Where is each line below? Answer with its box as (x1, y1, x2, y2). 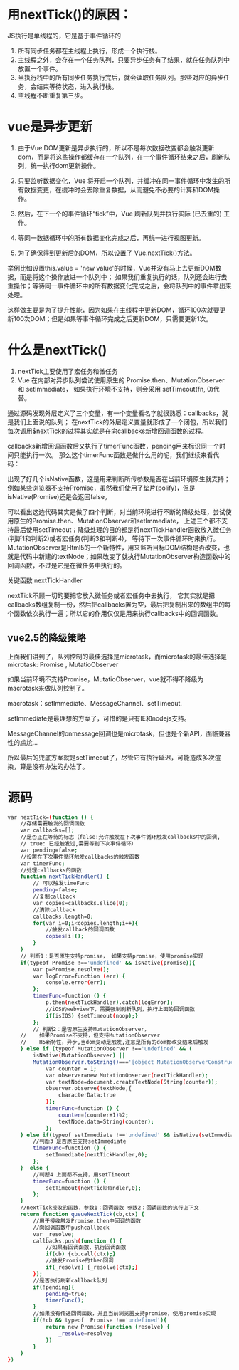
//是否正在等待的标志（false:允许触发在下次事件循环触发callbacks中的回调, (20, 834, 221, 841)
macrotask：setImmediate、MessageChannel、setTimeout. (7, 699, 183, 707)
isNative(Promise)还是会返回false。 (7, 492, 112, 501)
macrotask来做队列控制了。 (7, 684, 89, 692)
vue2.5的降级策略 (7, 632, 87, 644)
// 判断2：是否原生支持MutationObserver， (33, 1025, 150, 1032)
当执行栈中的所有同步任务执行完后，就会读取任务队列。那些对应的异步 (17, 73, 224, 82)
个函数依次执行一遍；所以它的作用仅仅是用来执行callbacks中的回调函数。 (7, 609, 223, 617)
